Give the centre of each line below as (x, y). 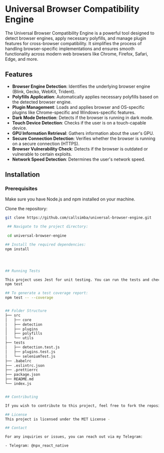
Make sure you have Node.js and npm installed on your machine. (70, 199)
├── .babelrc (18, 361)
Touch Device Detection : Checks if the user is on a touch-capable (79, 123)
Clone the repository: (26, 209)
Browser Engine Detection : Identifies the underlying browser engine (81, 86)
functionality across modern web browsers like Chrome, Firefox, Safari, (77, 54)
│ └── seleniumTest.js (30, 356)
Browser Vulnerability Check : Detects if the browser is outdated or (80, 149)
